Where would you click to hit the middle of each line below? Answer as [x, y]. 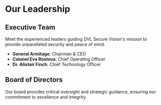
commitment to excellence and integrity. [46, 97]
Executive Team [30, 27]
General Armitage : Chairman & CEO [49, 54]
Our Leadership [38, 9]
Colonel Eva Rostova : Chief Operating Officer [59, 59]
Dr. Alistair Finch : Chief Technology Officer [57, 64]
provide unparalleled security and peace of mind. [55, 44]
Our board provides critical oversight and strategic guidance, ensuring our [81, 92]
